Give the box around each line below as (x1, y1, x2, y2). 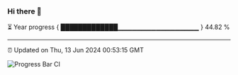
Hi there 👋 (7, 6, 42, 16)
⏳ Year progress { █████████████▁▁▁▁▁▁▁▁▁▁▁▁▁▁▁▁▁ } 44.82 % (7, 23, 230, 31)
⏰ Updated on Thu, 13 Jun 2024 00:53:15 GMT (7, 46, 144, 54)
